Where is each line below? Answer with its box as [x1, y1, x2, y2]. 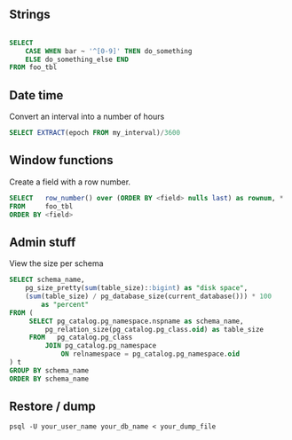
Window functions [9, 153, 114, 168]
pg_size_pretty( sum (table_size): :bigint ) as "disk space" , [25, 284, 249, 293]
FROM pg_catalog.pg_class [28, 333, 133, 342]
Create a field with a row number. [9, 177, 131, 187]
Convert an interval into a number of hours [9, 111, 165, 122]
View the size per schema [9, 258, 104, 269]
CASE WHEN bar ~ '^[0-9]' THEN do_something [25, 46, 193, 56]
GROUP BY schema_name [9, 365, 90, 375]
